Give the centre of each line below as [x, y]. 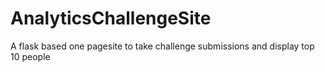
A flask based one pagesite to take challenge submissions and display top [162, 46]
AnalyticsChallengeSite [111, 18]
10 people [30, 56]
